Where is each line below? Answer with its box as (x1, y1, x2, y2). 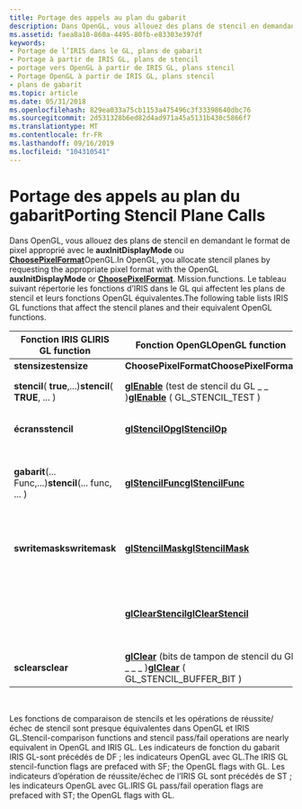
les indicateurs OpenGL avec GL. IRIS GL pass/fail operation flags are (9, 780, 263, 791)
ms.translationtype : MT (9, 123, 99, 132)
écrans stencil (13, 423, 74, 435)
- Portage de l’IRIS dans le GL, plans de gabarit (9, 47, 203, 56)
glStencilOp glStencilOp (124, 423, 227, 435)
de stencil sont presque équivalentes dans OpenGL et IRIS (34, 723, 250, 733)
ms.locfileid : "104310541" (9, 147, 111, 156)
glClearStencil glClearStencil (124, 607, 249, 620)
